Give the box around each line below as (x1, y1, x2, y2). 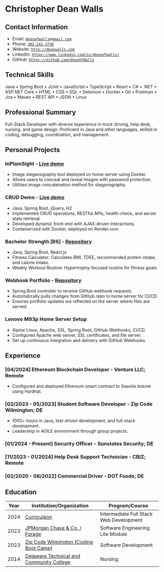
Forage (25, 531, 41, 538)
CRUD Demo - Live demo (5, 194, 65, 201)
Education (5, 487, 37, 496)
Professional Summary (5, 108, 76, 117)
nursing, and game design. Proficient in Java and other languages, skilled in (5, 126, 158, 132)
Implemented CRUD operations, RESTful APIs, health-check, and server (12, 210, 157, 216)
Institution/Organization (31, 502, 89, 509)
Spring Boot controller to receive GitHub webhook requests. (12, 288, 133, 294)
